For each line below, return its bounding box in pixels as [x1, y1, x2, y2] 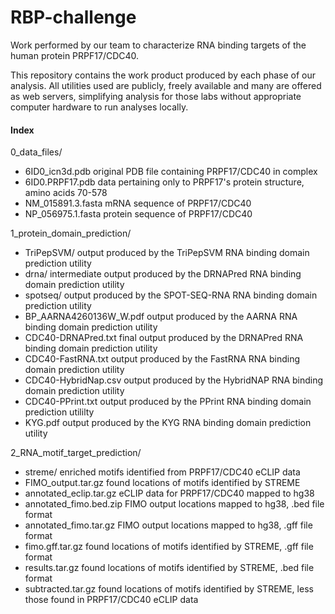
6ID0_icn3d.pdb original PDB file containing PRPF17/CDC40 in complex [24, 166, 318, 178]
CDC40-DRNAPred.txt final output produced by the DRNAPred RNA [24, 332, 304, 344]
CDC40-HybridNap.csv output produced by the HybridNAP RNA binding [24, 374, 324, 386]
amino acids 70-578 [24, 187, 108, 199]
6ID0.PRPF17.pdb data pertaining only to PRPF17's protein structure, [24, 176, 305, 188]
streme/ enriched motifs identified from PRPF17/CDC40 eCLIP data [24, 466, 301, 478]
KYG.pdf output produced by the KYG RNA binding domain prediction [24, 417, 312, 429]
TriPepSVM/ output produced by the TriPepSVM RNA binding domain [24, 247, 310, 259]
